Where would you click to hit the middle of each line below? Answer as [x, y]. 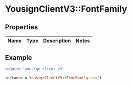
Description [57, 41]
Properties [22, 27]
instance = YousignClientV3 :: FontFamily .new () [53, 78]
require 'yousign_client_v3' [35, 69]
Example [19, 58]
